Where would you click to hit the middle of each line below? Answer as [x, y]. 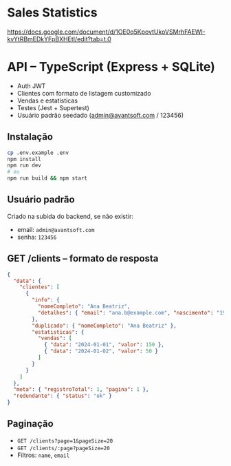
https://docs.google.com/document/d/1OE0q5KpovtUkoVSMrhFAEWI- [107, 32]
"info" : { [46, 300]
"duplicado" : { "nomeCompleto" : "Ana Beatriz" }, [104, 326]
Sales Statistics [52, 13]
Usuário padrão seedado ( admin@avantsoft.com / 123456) [100, 115]
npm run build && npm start [47, 178]
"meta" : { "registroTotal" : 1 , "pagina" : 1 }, [81, 390]
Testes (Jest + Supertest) [53, 107]
